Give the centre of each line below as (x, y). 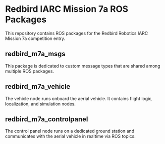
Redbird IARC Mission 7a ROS (67, 9)
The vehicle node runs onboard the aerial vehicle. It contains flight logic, (79, 98)
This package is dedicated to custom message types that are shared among (83, 66)
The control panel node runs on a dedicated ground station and (70, 131)
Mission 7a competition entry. (35, 38)
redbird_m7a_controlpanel (47, 119)
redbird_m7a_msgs (35, 54)
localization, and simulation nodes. (40, 104)
